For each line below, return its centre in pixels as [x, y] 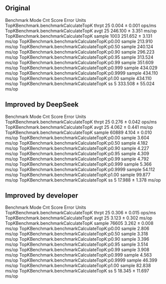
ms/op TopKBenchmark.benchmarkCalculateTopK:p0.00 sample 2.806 [77, 229]
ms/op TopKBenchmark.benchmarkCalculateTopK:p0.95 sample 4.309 [77, 153]
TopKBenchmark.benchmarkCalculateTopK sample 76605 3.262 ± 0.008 [79, 223]
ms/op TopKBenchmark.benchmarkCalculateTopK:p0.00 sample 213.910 [79, 41]
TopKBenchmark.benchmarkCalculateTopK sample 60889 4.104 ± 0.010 [79, 132]
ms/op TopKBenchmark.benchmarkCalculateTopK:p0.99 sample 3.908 [77, 250]
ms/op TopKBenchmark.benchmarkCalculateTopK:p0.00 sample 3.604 [77, 138]
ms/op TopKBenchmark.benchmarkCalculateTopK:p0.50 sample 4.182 [77, 143]
